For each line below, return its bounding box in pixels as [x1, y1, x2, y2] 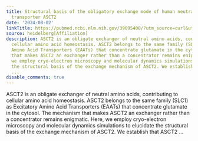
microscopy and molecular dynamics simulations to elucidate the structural [6, 122, 189, 129]
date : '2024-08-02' [6, 19, 54, 25]
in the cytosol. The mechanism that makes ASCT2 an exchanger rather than [6, 110, 190, 117]
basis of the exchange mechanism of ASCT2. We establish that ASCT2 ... [6, 128, 184, 136]
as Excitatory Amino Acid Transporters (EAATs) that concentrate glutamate [6, 103, 187, 110]
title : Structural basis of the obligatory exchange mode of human [6, 8, 176, 15]
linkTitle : [6, 25, 33, 31]
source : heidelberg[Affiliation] [6, 31, 88, 37]
